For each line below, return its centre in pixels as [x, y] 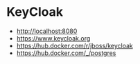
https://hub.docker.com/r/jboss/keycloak [75, 45]
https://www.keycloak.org [53, 38]
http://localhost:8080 [47, 31]
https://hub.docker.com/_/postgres [66, 53]
